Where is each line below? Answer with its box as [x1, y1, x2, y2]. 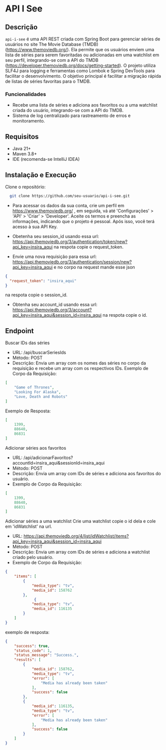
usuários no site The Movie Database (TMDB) [5, 41, 98, 47]
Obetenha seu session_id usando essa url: [12, 233, 99, 239]
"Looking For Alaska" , [14, 389, 61, 394]
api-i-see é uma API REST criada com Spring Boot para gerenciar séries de [5, 36, 161, 42]
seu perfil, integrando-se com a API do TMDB [5, 57, 98, 63]
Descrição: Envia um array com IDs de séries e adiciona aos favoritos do [12, 470, 161, 476]
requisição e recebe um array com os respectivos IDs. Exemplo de [12, 366, 149, 372]
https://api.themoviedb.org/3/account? [12, 307, 92, 313]
